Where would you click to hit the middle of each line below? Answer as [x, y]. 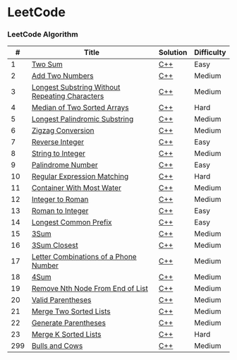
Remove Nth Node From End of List [90, 289]
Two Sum [47, 64]
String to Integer [59, 154]
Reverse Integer [58, 142]
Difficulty [210, 52]
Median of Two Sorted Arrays [80, 108]
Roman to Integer [60, 211]
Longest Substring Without [76, 88]
